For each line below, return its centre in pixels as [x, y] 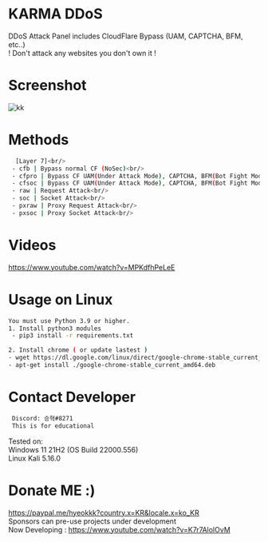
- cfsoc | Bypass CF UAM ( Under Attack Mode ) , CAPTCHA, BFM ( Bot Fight [130, 183]
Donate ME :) [52, 490]
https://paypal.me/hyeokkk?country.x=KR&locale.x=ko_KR [104, 512]
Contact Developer [72, 397]
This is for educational [53, 426]
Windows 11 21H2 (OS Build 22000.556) [73, 449]
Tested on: [26, 441]
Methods [39, 140]
